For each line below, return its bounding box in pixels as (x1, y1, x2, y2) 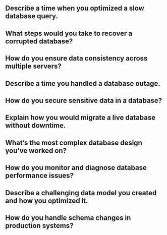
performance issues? (5, 171, 74, 180)
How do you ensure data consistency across (5, 54, 148, 63)
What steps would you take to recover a (5, 29, 133, 37)
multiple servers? (5, 62, 62, 71)
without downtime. (5, 121, 66, 130)
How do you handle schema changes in (5, 213, 131, 222)
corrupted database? (5, 37, 73, 45)
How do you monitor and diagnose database (5, 163, 147, 172)
